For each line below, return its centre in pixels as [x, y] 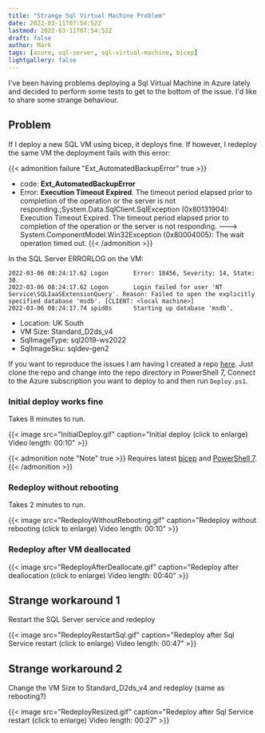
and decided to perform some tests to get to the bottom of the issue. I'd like [132, 91]
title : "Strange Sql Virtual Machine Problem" [87, 16]
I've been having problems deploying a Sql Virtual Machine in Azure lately [129, 83]
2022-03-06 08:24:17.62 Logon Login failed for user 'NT [116, 287]
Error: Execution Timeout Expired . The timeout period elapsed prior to [136, 192]
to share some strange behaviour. [63, 100]
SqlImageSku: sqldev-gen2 [64, 348]
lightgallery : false [43, 61]
